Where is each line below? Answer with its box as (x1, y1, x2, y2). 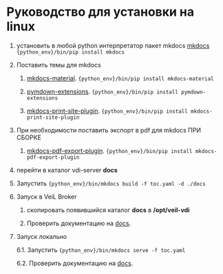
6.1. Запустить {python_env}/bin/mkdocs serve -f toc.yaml (16, 245, 186, 254)
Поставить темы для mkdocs (16, 60, 101, 69)
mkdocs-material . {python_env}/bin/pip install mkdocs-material (26, 73, 214, 82)
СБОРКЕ (16, 133, 42, 141)
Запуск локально (16, 232, 67, 240)
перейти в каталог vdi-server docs (16, 165, 118, 174)
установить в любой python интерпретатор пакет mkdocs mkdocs (16, 41, 210, 49)
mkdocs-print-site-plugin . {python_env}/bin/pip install (26, 106, 189, 115)
